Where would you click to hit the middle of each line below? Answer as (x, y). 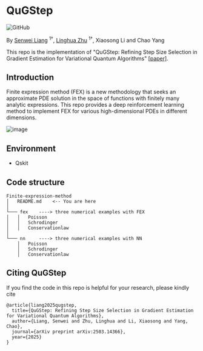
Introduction (30, 77)
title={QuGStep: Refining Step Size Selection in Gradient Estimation (103, 310)
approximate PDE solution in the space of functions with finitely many (93, 98)
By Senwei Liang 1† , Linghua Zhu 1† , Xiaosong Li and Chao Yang (85, 39)
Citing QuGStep (36, 273)
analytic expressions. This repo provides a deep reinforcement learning (95, 105)
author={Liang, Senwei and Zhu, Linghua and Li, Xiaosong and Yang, (100, 321)
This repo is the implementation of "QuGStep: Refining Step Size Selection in (102, 52)
